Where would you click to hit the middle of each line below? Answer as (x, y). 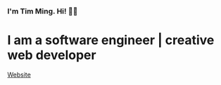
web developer (52, 55)
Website (19, 74)
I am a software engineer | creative (111, 40)
